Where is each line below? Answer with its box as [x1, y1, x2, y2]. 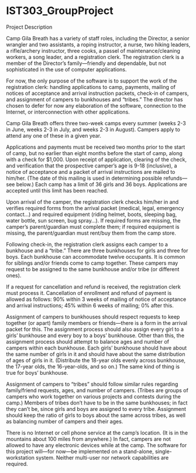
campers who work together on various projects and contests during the [6, 393, 181, 400]
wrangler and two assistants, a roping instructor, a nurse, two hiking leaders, [6, 41, 191, 48]
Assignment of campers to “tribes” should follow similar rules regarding [6, 381, 178, 388]
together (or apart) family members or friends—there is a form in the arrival [6, 319, 187, 326]
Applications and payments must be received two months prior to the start [6, 143, 185, 150]
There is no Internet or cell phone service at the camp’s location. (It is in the [6, 429, 188, 436]
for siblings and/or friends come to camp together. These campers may [6, 259, 178, 266]
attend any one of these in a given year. [6, 132, 101, 139]
